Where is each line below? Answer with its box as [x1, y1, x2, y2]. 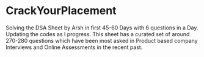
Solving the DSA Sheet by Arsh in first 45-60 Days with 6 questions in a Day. [5, 24, 199, 31]
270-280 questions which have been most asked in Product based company [5, 37, 198, 44]
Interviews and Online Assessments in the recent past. [5, 44, 143, 51]
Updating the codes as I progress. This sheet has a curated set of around [5, 30, 190, 37]
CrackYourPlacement [5, 4, 117, 18]
